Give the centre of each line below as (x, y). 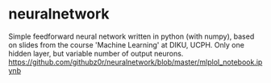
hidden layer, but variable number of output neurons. (96, 53)
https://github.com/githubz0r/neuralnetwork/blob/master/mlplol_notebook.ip (135, 62)
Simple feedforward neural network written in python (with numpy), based (131, 36)
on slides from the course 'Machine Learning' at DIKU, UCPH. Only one (126, 44)
